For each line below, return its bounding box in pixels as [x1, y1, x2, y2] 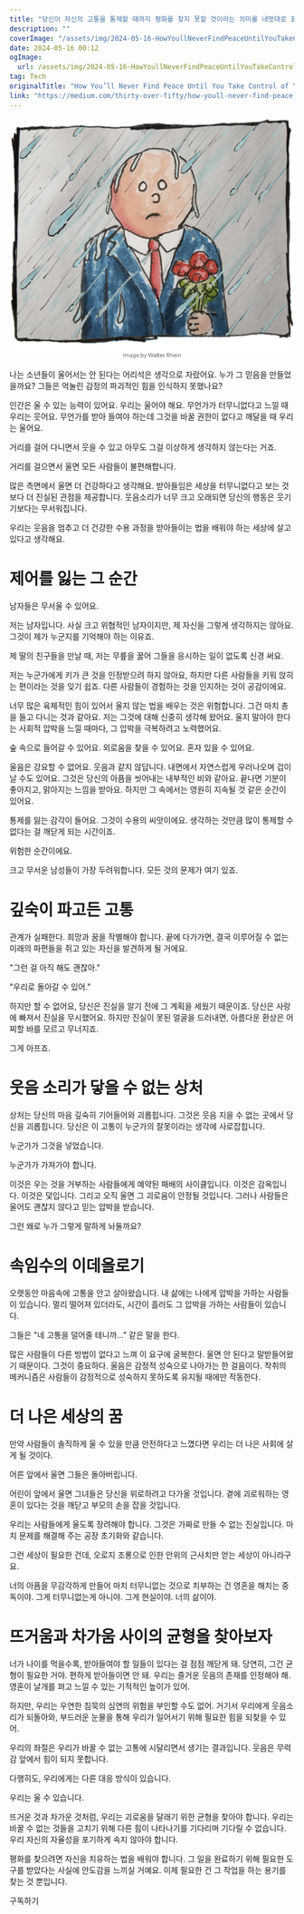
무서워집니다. [40, 503, 88, 514]
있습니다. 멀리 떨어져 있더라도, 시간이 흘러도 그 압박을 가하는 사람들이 [18, 1298, 262, 1310]
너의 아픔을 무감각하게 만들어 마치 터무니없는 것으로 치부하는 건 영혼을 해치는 [9, 1579, 280, 1591]
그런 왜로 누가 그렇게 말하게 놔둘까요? [9, 1220, 142, 1231]
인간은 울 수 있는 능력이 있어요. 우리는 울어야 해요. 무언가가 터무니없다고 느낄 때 [9, 400, 290, 411]
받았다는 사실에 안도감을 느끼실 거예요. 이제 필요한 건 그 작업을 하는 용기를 [25, 1864, 287, 1875]
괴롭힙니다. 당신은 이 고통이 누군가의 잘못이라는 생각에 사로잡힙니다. [25, 1120, 265, 1131]
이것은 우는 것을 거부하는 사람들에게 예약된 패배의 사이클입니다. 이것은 [9, 1178, 256, 1189]
